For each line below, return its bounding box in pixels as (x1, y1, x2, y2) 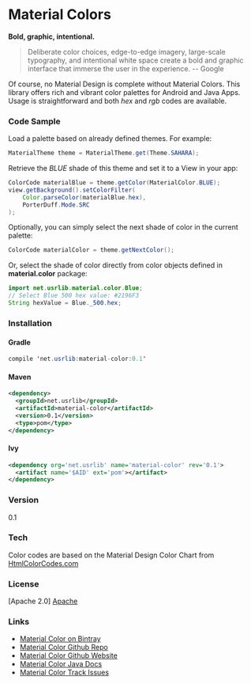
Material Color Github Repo (19, 643, 108, 652)
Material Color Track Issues (19, 667, 109, 678)
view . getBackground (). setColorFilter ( (8, 186, 136, 194)
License (8, 578, 39, 589)
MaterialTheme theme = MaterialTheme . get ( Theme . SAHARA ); (8, 149, 200, 158)
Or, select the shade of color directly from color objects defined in (8, 260, 223, 270)
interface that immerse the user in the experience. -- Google (27, 63, 224, 73)
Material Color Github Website (19, 651, 118, 660)
